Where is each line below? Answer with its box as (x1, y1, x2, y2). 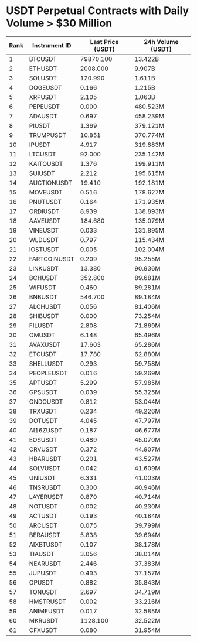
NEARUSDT (29, 559, 62, 568)
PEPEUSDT (29, 103, 60, 111)
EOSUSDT (29, 435, 57, 443)
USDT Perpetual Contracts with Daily (6, 4, 189, 18)
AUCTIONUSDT (29, 179, 72, 187)
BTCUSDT (29, 54, 57, 63)
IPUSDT (29, 141, 51, 149)
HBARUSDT (29, 455, 62, 463)
